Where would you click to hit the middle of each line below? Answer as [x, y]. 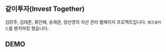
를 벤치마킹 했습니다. [28, 28]
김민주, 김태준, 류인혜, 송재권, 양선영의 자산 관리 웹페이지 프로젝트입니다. [76, 22]
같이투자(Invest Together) [45, 9]
